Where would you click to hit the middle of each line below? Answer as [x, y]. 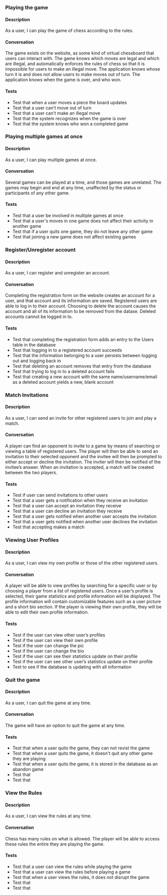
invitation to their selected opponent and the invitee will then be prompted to [83, 456]
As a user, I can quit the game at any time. [48, 703]
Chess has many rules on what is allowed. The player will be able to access [83, 838]
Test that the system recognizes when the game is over [69, 118]
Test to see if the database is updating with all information [72, 667]
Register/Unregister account [40, 249]
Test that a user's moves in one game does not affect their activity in [83, 221]
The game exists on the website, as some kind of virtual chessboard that [80, 53]
